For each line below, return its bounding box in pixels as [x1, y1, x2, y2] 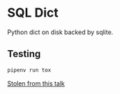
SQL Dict [7, 5, 59, 21]
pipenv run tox [7, 66, 52, 74]
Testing [7, 48, 41, 60]
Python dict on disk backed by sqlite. [7, 28, 114, 36]
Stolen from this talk [7, 79, 65, 88]
